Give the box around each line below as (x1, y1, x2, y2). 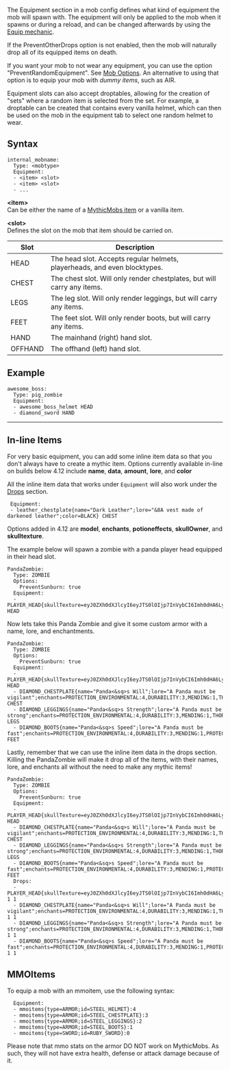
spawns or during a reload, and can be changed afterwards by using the (7, 21, 211, 28)
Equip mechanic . (7, 27, 55, 36)
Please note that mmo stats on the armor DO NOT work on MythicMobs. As (7, 1042, 219, 1050)
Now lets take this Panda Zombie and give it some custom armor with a (7, 620, 207, 628)
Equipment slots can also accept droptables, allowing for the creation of (7, 89, 210, 97)
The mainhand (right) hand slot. (50, 332, 153, 342)
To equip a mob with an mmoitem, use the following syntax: (7, 986, 175, 995)
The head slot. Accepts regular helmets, (50, 253, 179, 263)
